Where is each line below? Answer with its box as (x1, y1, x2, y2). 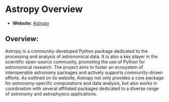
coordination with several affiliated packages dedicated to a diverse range (5, 85, 159, 91)
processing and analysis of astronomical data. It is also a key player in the (5, 53, 158, 59)
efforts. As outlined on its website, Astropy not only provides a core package (5, 74, 164, 81)
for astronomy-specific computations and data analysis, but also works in (5, 80, 157, 86)
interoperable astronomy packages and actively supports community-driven (5, 69, 163, 75)
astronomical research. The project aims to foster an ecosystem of (5, 64, 143, 70)
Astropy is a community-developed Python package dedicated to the (5, 48, 148, 54)
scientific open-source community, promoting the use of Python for (5, 59, 145, 65)
